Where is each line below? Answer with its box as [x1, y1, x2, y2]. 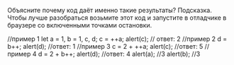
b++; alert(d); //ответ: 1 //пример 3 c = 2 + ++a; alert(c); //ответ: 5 [7, 42, 204, 50]
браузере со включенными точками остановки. [7, 21, 152, 29]
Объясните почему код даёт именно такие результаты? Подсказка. [7, 6, 213, 14]
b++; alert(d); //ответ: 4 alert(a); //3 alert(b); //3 [60, 49, 201, 58]
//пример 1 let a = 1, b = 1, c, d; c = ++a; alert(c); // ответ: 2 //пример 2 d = [7, 35, 228, 43]
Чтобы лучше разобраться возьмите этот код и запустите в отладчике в [7, 13, 227, 22]
